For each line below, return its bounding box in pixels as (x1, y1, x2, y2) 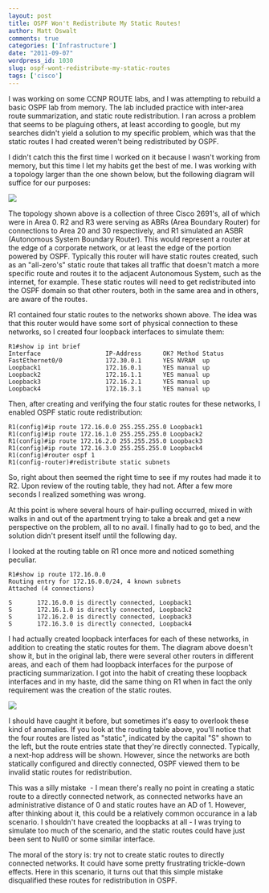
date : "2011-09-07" (8, 49, 74, 57)
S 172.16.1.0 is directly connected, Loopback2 (8, 606, 193, 614)
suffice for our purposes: (8, 178, 91, 188)
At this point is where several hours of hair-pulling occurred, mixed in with (8, 505, 253, 515)
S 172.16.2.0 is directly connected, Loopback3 (8, 613, 193, 621)
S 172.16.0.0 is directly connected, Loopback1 (8, 598, 193, 606)
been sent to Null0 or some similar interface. (8, 834, 156, 844)
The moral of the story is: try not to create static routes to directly (8, 850, 225, 859)
